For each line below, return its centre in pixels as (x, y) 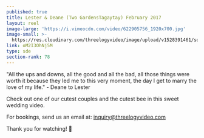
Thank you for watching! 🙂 (39, 128)
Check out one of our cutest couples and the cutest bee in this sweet (93, 99)
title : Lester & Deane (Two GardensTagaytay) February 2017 (84, 18)
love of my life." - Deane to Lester (48, 87)
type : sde (19, 51)
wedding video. (26, 105)
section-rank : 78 (28, 57)
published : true (27, 12)
